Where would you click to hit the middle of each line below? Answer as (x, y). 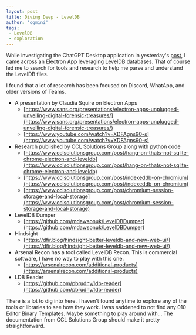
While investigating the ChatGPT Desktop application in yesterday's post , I (96, 55)
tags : (13, 28)
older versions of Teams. (36, 92)
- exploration (26, 39)
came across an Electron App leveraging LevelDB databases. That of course (98, 61)
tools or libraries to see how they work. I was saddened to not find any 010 (96, 307)
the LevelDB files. (27, 74)
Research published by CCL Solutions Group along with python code (97, 146)
